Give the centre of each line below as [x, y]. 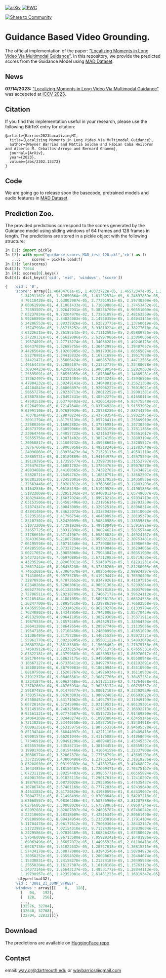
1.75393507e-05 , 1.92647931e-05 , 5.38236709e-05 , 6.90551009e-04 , [90, 310]
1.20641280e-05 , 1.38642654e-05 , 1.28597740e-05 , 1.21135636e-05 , [90, 626]
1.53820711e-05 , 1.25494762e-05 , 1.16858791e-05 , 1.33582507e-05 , [90, 475]
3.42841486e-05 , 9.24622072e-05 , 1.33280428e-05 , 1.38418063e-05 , [90, 512]
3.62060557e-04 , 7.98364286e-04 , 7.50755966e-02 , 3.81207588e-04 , [90, 801]
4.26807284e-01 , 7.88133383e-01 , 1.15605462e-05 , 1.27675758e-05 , [90, 645]
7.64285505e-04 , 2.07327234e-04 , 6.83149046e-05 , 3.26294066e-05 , [90, 548]
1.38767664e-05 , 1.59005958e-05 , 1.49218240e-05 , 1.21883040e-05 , [90, 447]
